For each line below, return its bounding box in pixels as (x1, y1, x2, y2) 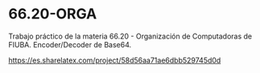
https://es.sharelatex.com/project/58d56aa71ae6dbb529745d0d (8, 55, 221, 65)
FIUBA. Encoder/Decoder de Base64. (8, 39, 132, 49)
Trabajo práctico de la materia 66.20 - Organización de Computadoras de (8, 31, 252, 41)
